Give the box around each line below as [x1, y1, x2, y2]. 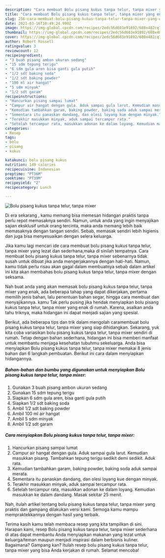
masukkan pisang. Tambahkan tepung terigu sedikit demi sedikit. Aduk [12, 455, 156, 461]
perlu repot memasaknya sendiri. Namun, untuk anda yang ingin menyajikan [5, 217, 159, 223]
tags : [5, 135, 16, 140]
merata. [12, 471, 28, 476]
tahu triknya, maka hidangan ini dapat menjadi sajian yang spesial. [5, 309, 139, 315]
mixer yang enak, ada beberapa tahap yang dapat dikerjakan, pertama [5, 288, 147, 295]
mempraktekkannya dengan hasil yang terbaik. [5, 511, 100, 517]
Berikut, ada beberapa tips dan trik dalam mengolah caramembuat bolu [5, 319, 149, 325]
